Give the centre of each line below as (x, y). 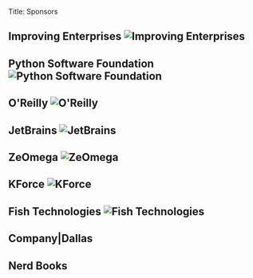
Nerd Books (38, 266)
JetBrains (33, 130)
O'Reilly (28, 103)
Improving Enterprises (65, 36)
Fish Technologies (55, 211)
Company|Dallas (51, 239)
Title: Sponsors (33, 12)
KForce (27, 184)
